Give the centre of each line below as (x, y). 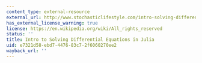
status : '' (20, 34)
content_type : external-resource (48, 12)
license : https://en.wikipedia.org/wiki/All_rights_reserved (84, 28)
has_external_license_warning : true (52, 23)
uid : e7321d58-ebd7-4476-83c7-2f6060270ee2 (62, 46)
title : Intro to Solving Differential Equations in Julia (80, 40)
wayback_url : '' (26, 51)
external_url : (24, 17)
